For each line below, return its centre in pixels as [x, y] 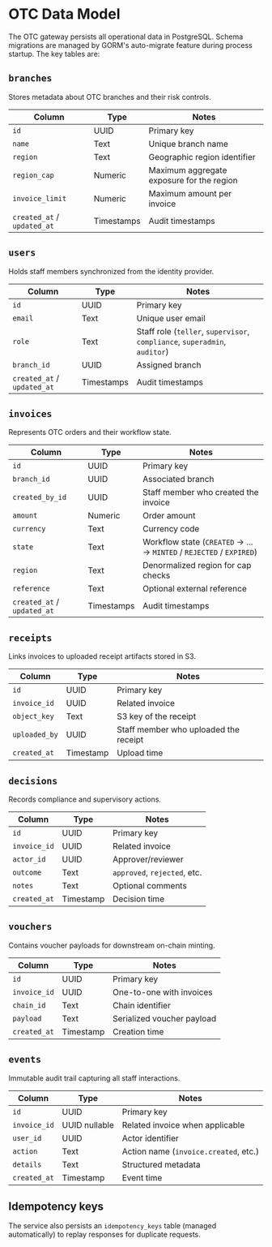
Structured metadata [161, 1164]
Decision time [138, 899]
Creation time [138, 1031]
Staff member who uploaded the [178, 729]
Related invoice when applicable [183, 1124]
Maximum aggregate [188, 170]
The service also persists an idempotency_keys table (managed [113, 1226]
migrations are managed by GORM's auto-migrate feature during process [130, 45]
